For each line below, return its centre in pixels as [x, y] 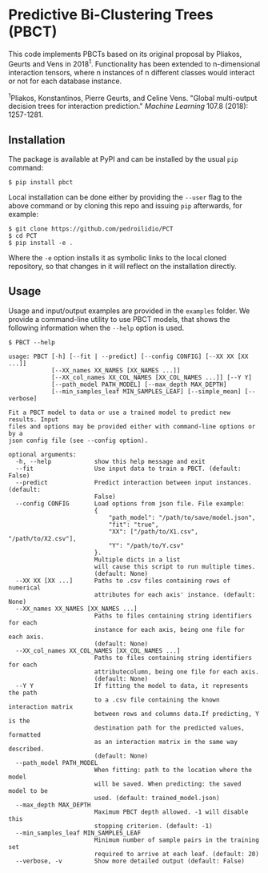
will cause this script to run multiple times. [175, 566]
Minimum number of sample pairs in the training [177, 840]
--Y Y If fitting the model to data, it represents [132, 686]
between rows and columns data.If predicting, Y [177, 714]
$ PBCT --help [32, 342]
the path [23, 693]
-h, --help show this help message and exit [110, 461]
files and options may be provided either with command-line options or [132, 426]
